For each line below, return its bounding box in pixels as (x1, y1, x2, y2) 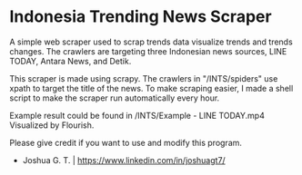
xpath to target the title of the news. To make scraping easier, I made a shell (9, 83, 294, 93)
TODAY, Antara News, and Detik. (9, 55, 132, 66)
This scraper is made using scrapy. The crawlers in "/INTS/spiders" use (9, 73, 278, 83)
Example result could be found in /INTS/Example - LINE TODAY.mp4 (9, 110, 266, 121)
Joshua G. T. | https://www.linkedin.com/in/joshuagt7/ (22, 154, 226, 165)
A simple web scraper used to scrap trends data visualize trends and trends (9, 36, 293, 47)
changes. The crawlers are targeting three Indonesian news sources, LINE (9, 45, 287, 56)
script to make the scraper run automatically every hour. (9, 92, 220, 103)
